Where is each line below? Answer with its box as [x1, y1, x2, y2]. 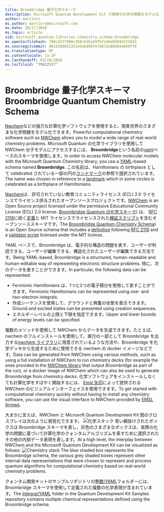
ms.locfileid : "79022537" [5, 62, 58, 67]
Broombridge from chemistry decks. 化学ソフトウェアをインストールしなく [5, 374, 157, 380]
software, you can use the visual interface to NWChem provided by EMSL [5, 397, 153, 403]
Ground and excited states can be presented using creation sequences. [12, 306, 157, 312]
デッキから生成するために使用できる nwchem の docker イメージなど [9, 346, 148, 352]
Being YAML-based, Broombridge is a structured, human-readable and [13, 255, 156, 260]
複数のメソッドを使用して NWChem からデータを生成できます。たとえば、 [5, 327, 155, 333]
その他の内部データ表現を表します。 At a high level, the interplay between [5, 437, 153, 443]
